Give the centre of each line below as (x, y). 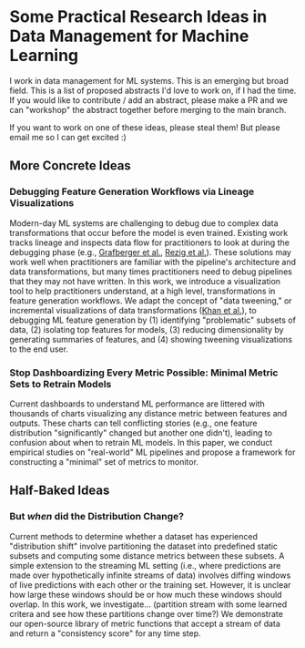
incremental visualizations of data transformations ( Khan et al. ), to (133, 310)
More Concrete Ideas (71, 166)
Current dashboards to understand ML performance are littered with (137, 404)
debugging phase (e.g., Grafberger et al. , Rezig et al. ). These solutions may (150, 252)
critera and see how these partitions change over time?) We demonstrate (147, 613)
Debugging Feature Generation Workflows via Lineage (132, 191)
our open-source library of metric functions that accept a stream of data (145, 623)
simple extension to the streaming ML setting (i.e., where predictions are (145, 565)
